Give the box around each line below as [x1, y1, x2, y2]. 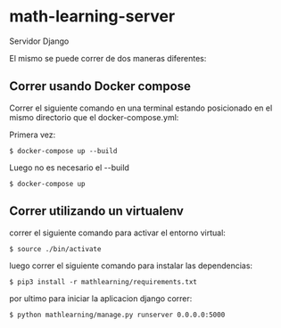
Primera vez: [9, 129, 56, 140]
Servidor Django [9, 36, 70, 46]
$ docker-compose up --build [9, 146, 118, 155]
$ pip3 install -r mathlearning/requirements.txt [9, 277, 198, 286]
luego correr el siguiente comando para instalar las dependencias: [9, 260, 252, 271]
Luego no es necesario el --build [9, 162, 129, 173]
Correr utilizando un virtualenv [9, 203, 185, 219]
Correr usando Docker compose [9, 78, 192, 94]
